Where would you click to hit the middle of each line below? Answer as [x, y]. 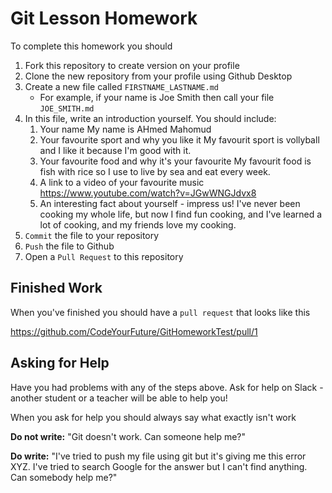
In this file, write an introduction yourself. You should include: [150, 118]
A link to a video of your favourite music [122, 182]
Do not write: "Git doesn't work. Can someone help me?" [128, 436]
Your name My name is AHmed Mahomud [125, 129]
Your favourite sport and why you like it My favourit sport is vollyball [179, 139]
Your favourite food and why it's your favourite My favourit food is [175, 161]
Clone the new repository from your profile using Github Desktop [158, 76]
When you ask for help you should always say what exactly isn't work [153, 417]
